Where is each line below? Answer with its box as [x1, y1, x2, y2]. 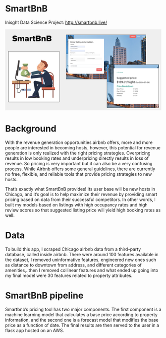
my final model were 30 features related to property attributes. [5, 272, 133, 278]
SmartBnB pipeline [5, 290, 84, 301]
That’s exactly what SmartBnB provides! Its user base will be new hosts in [5, 186, 155, 192]
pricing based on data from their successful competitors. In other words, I [5, 197, 156, 203]
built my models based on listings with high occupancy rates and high [5, 202, 148, 207]
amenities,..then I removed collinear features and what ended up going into [5, 267, 159, 273]
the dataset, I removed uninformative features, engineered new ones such [5, 257, 156, 263]
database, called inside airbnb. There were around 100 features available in [5, 251, 159, 257]
